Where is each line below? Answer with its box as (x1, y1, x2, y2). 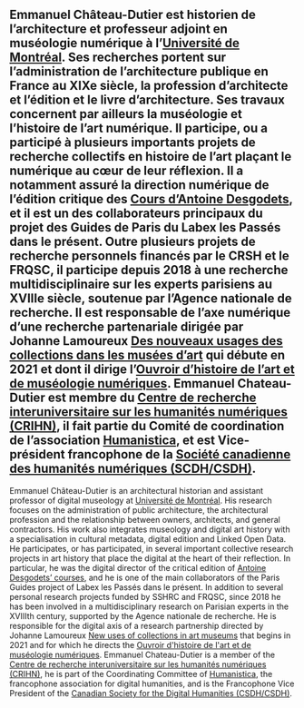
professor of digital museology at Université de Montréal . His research (9, 495, 272, 506)
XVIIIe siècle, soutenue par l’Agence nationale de (9, 290, 292, 307)
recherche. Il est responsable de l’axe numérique (9, 305, 291, 320)
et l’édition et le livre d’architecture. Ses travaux (9, 93, 286, 108)
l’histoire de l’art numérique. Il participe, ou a (9, 121, 268, 136)
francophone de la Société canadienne (67, 447, 291, 462)
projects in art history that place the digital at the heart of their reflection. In (9, 553, 291, 564)
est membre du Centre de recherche (47, 390, 257, 406)
